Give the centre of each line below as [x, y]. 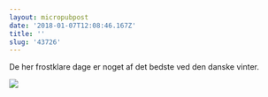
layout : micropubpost [49, 17]
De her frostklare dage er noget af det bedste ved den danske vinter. [134, 67]
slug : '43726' [35, 42]
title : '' [27, 34]
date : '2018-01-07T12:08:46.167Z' [73, 26]
